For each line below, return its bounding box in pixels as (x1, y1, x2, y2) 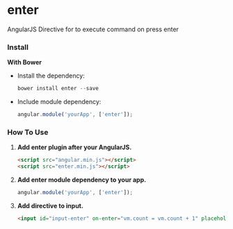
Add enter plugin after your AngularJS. (17, 143, 132, 151)
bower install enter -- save (17, 85, 99, 92)
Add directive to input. (17, 201, 83, 210)
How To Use (7, 127, 49, 137)
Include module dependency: (17, 98, 102, 106)
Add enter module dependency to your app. (17, 176, 147, 184)
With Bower (7, 58, 42, 67)
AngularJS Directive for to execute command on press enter (7, 25, 179, 33)
